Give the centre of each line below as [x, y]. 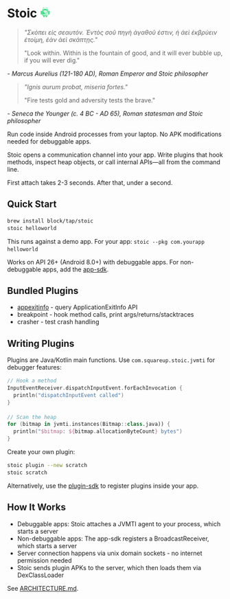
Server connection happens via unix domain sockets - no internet [110, 553]
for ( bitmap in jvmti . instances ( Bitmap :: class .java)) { [89, 425]
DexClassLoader [40, 575]
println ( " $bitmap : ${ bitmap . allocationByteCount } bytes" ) [98, 431]
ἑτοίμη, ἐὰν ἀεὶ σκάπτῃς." [61, 39]
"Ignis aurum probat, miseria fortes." [76, 87]
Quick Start [32, 204]
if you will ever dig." [52, 60]
